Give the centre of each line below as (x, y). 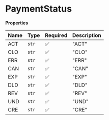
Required (56, 35)
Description (87, 35)
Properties (17, 23)
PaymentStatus (39, 9)
